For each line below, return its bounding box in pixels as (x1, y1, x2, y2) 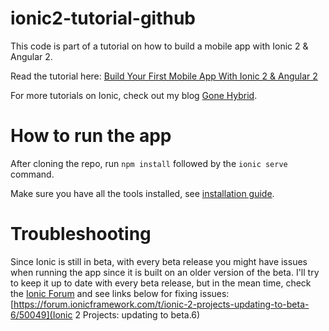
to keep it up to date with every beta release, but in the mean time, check (10, 277, 312, 289)
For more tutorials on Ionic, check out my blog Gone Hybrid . (10, 89, 258, 101)
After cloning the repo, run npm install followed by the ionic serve (10, 157, 288, 169)
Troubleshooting (10, 223, 152, 246)
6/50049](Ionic (10, 308, 73, 321)
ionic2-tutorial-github (10, 7, 196, 30)
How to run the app (10, 125, 172, 147)
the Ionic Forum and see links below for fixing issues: (10, 287, 230, 299)
